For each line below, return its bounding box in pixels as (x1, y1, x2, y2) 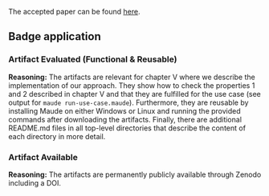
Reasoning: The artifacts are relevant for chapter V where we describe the (8, 72, 255, 82)
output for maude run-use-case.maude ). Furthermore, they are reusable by (8, 98, 249, 107)
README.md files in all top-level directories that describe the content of (8, 123, 247, 133)
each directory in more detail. (8, 131, 106, 141)
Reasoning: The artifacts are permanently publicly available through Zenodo (8, 170, 262, 179)
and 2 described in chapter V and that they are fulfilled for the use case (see (8, 89, 261, 98)
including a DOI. (8, 178, 62, 187)
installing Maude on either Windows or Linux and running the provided (8, 106, 241, 115)
